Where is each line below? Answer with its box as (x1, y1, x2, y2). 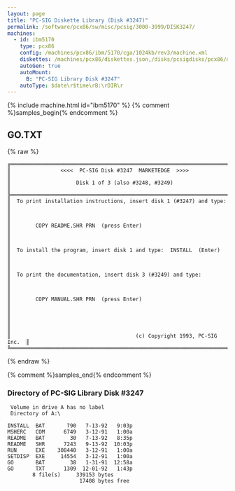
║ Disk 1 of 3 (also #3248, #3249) (7, 179, 173, 186)
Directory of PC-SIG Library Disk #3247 (7, 388, 144, 398)
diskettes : (20, 56, 52, 63)
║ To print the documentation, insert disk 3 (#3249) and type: (7, 271, 201, 279)
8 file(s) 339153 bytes (32, 471, 114, 478)
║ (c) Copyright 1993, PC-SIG (7, 333, 218, 340)
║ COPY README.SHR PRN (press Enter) (7, 222, 142, 230)
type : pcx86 (20, 43, 55, 50)
